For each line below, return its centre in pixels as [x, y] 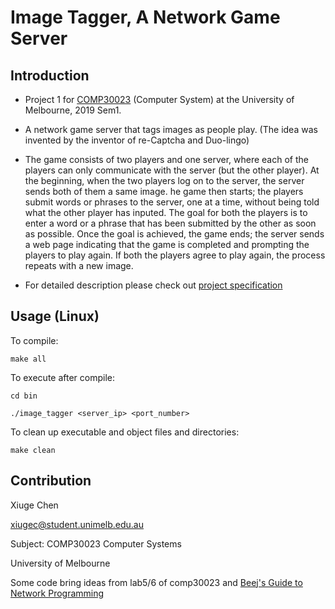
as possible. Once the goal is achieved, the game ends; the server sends [174, 234]
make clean [33, 450]
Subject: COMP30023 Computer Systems [96, 543]
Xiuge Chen [34, 505]
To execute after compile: [63, 377]
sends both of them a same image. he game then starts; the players [164, 191]
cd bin [24, 396]
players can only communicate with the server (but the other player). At [172, 170]
